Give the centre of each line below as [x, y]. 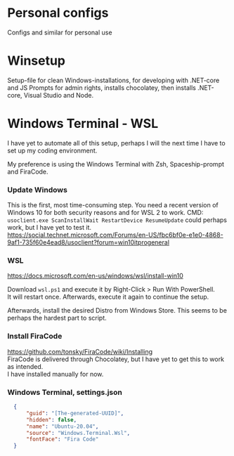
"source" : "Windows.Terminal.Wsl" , [78, 433]
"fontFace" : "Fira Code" [62, 439]
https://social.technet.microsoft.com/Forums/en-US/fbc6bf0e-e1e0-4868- [115, 235]
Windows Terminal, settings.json [65, 392]
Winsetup [36, 61]
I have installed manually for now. [56, 374]
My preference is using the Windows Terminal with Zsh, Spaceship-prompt [116, 164]
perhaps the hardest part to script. [57, 318]
